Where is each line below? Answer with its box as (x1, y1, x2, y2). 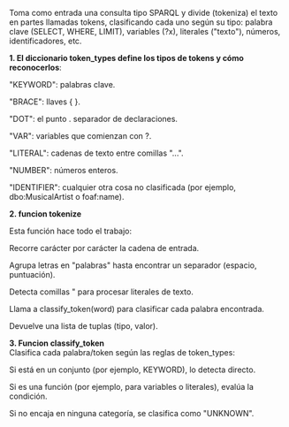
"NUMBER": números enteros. (9, 165, 118, 175)
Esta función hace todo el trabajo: (9, 225, 133, 236)
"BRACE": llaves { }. (9, 96, 81, 107)
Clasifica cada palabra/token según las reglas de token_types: (9, 347, 236, 357)
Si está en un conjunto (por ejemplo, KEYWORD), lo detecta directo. (9, 364, 256, 375)
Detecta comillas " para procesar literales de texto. (9, 286, 194, 297)
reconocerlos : (9, 62, 62, 72)
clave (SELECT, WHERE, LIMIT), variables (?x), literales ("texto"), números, (9, 27, 281, 36)
